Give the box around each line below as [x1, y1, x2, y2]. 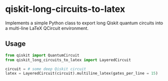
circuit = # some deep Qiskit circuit [5, 66, 86, 72]
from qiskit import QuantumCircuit [5, 53, 80, 58]
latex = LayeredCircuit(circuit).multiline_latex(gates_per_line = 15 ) [5, 71, 158, 76]
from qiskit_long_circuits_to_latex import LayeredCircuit [5, 57, 131, 63]
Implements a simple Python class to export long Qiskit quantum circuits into [5, 20, 163, 26]
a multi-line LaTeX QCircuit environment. [5, 25, 89, 31]
